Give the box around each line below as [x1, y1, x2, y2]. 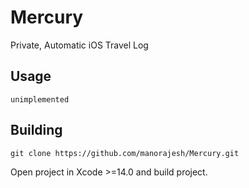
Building [10, 122, 63, 139]
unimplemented [10, 94, 70, 105]
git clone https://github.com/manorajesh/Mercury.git [10, 148, 240, 158]
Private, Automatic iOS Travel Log [10, 39, 149, 51]
